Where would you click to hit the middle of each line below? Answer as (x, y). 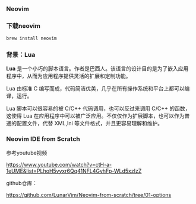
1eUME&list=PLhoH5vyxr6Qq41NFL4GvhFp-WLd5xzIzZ (74, 171)
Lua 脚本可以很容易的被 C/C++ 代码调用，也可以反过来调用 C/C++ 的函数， (98, 109)
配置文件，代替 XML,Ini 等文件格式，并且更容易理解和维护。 (90, 124)
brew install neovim (32, 38)
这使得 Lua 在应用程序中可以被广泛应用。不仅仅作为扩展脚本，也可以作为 (95, 116)
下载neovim (23, 25)
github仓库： (22, 183)
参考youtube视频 (27, 153)
